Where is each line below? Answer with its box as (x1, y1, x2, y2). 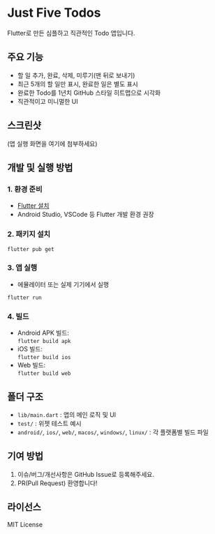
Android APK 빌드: (17, 329, 70, 337)
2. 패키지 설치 (7, 229, 51, 239)
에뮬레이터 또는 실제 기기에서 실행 (17, 280, 110, 289)
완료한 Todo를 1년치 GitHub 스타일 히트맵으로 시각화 (17, 89, 161, 97)
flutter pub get (7, 245, 54, 252)
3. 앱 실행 (7, 263, 38, 273)
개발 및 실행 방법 (7, 162, 73, 174)
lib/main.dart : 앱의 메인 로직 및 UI (17, 410, 117, 419)
